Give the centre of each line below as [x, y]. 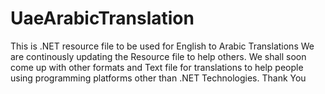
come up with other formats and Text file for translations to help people [157, 67]
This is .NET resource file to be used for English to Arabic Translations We [162, 46]
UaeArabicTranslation [102, 18]
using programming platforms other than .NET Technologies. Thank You [158, 78]
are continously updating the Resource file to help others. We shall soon [158, 56]
